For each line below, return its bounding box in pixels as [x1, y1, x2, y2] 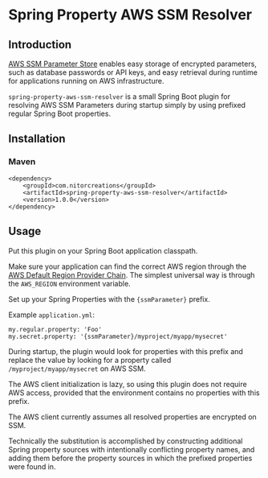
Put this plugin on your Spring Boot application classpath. [8, 245, 198, 255]
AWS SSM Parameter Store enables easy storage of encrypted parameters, [8, 59, 257, 68]
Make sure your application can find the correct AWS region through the [8, 262, 247, 271]
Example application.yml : [8, 310, 95, 319]
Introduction [8, 38, 72, 52]
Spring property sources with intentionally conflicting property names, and [8, 444, 255, 454]
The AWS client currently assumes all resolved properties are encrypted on [8, 412, 257, 422]
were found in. [8, 461, 56, 472]
